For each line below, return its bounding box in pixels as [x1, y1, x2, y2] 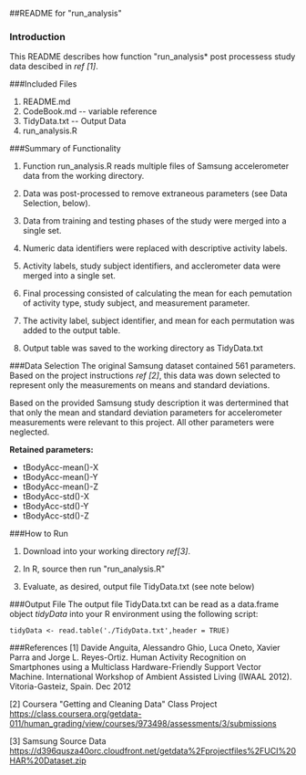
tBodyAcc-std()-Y [22, 501, 89, 512]
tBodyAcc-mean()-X [22, 462, 99, 473]
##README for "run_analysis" [9, 8, 123, 18]
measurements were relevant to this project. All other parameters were [9, 417, 275, 428]
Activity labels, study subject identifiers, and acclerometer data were [22, 260, 280, 272]
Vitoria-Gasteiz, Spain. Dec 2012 [9, 681, 132, 692]
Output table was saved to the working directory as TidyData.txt [22, 342, 264, 354]
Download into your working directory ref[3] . [22, 546, 191, 557]
